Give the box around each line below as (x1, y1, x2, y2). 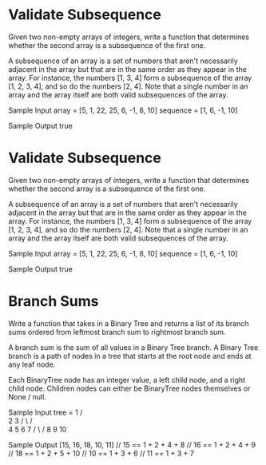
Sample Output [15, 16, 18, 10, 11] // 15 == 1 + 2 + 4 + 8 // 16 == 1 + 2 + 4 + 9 (8, 439, 256, 449)
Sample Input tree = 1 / (8, 407, 83, 417)
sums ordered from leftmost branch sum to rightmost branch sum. (8, 327, 226, 336)
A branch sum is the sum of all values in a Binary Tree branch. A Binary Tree (8, 342, 259, 352)
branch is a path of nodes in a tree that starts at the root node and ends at (8, 351, 252, 360)
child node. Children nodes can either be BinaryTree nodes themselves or (8, 384, 251, 393)
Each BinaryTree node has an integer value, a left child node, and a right (8, 375, 246, 384)
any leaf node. (8, 360, 56, 369)
